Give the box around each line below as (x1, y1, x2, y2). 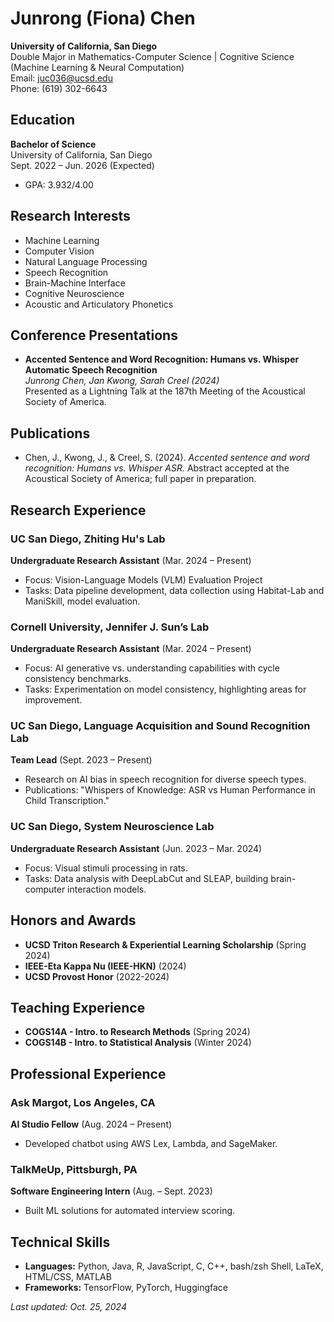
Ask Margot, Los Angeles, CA (10, 1095, 156, 1109)
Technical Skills (10, 1233, 111, 1251)
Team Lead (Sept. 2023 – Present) (10, 754, 153, 766)
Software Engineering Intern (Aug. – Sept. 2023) (10, 1185, 213, 1197)
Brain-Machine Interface (24, 277, 126, 289)
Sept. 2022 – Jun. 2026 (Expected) (10, 159, 155, 171)
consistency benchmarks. (24, 673, 132, 685)
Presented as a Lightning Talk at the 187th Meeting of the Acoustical (24, 385, 306, 397)
